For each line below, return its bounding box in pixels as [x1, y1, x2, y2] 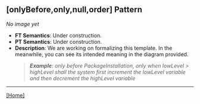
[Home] [6, 92, 25, 99]
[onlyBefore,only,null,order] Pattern [6, 5, 143, 15]
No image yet [6, 20, 39, 27]
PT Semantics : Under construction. [14, 38, 102, 45]
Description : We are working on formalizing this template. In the [14, 44, 173, 51]
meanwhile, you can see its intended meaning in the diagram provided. [14, 50, 189, 58]
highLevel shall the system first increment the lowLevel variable [29, 68, 186, 76]
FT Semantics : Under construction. [14, 32, 102, 39]
